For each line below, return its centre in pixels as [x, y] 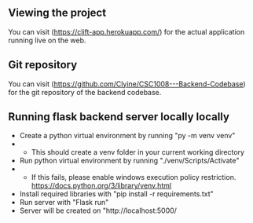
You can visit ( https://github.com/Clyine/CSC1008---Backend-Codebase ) [127, 84]
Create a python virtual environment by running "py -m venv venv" [127, 136]
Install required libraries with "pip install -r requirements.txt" [116, 194]
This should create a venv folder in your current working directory [138, 152]
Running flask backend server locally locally [119, 117]
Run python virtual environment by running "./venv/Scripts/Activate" [129, 161]
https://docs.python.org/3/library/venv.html [101, 186]
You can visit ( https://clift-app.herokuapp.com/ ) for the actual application [126, 31]
